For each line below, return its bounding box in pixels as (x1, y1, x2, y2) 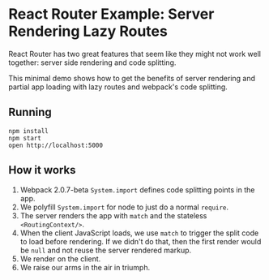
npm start (8, 134, 42, 142)
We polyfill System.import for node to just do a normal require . (19, 202, 229, 212)
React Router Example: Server (8, 5, 215, 24)
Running (8, 106, 53, 119)
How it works (8, 163, 76, 177)
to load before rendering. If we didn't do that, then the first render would (19, 236, 262, 246)
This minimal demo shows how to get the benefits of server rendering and (8, 73, 256, 83)
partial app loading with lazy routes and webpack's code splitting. (8, 82, 228, 92)
